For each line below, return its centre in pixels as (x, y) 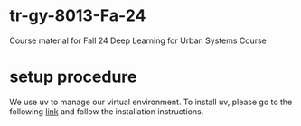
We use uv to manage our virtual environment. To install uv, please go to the (151, 102)
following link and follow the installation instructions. (107, 111)
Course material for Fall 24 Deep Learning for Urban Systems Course (138, 40)
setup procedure (73, 77)
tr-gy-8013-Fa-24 (78, 16)
